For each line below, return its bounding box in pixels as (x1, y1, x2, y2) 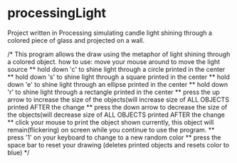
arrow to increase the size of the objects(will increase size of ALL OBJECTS (7, 95, 230, 104)
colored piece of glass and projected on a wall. (7, 36, 145, 44)
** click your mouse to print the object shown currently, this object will (7, 117, 214, 126)
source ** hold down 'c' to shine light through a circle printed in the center (7, 65, 226, 73)
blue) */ (7, 148, 30, 157)
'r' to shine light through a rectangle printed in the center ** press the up (7, 88, 221, 96)
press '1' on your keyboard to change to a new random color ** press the (7, 133, 221, 142)
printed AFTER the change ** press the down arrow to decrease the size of (7, 102, 228, 111)
